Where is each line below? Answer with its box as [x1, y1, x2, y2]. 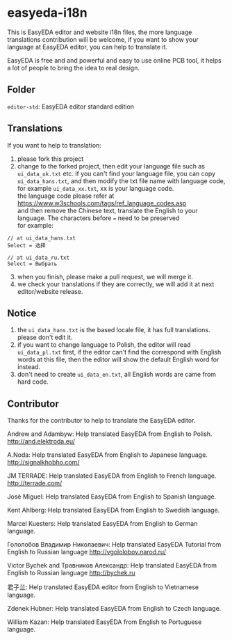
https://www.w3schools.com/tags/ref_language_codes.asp [17, 198, 187, 207]
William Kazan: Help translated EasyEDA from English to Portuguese [7, 618, 202, 626]
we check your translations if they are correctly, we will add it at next [17, 280, 215, 288]
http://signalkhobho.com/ [7, 458, 80, 467]
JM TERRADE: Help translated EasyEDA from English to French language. [7, 471, 217, 480]
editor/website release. [17, 287, 83, 295]
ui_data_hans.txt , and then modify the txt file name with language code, [17, 176, 226, 185]
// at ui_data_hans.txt [7, 235, 76, 242]
